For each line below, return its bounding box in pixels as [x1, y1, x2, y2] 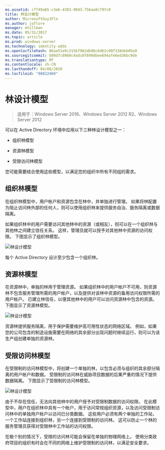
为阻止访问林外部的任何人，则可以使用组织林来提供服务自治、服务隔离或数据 [5, 205, 160, 210]
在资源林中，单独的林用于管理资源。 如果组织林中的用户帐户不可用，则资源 [5, 284, 157, 290]
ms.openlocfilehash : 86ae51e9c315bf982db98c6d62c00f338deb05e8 [5, 48, 137, 53]
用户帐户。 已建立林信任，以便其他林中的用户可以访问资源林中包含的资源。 [5, 296, 157, 302]
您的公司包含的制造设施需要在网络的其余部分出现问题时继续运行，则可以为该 [5, 330, 160, 335]
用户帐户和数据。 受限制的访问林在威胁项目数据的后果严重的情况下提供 [13, 372, 157, 378]
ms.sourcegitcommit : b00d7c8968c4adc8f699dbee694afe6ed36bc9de [5, 53, 137, 58]
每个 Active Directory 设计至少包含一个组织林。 [5, 254, 101, 260]
